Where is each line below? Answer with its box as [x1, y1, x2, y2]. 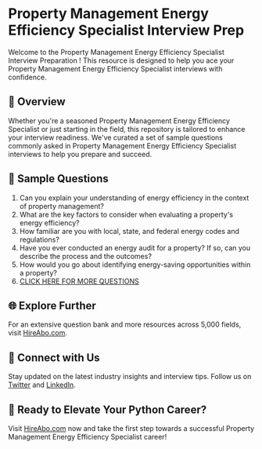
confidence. [8, 72, 47, 82]
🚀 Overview [8, 95, 66, 108]
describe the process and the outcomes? [19, 251, 153, 261]
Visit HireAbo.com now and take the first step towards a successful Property [8, 424, 255, 433]
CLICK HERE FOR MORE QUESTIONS [19, 276, 139, 286]
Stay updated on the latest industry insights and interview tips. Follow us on [8, 372, 252, 381]
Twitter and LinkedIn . [8, 380, 76, 389]
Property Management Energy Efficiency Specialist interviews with [8, 64, 223, 73]
